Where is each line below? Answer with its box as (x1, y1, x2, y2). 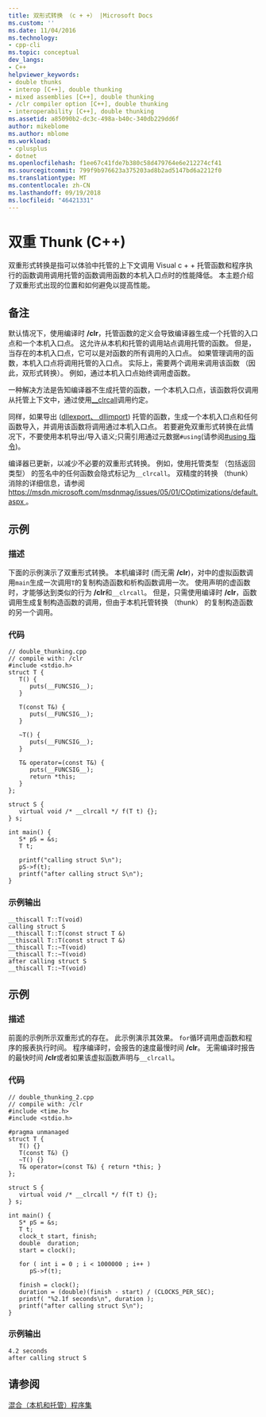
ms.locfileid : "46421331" (8, 196, 94, 204)
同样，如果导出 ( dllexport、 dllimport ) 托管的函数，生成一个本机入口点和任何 (8, 412, 258, 422)
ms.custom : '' (8, 19, 56, 27)
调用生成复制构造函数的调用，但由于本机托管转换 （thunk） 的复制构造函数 (8, 597, 253, 607)
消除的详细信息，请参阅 (8, 478, 85, 488)
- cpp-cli (8, 41, 41, 49)
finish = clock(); (18, 1280, 80, 1289)
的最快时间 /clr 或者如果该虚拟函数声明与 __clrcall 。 (8, 1053, 179, 1063)
